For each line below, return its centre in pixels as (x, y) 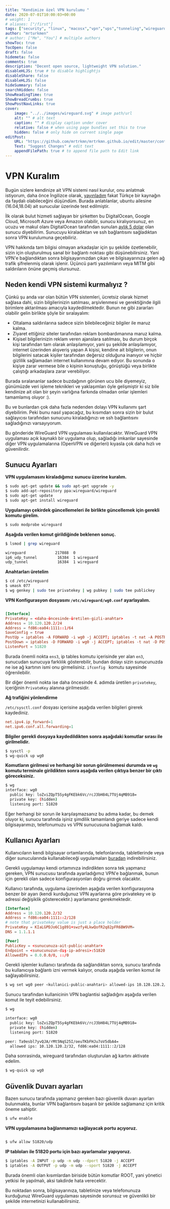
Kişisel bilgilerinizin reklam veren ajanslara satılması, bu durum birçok (85, 339)
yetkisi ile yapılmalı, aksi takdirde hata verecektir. (56, 1180)
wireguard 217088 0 (40, 553)
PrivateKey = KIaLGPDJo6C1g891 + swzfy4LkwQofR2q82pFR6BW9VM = (70, 927)
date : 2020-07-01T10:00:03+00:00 (40, 15)
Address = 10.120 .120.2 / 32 (34, 913)
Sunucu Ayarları (31, 465)
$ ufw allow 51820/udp (29, 1142)
